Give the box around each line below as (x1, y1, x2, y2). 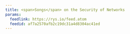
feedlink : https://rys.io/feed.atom (10, 16, 87, 21)
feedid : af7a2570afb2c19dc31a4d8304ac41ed (10, 21, 100, 26)
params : (5, 12, 22, 17)
